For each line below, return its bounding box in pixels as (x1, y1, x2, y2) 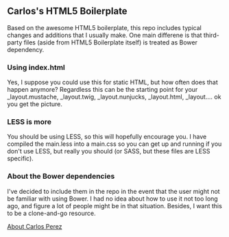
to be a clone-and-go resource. (7, 209, 96, 217)
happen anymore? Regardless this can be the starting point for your (7, 86, 198, 94)
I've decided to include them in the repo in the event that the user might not (7, 187, 221, 195)
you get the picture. (7, 100, 63, 108)
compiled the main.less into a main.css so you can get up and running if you (7, 140, 222, 148)
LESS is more (7, 117, 51, 127)
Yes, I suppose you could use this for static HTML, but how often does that (7, 78, 218, 86)
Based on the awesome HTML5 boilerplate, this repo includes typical (7, 23, 202, 32)
